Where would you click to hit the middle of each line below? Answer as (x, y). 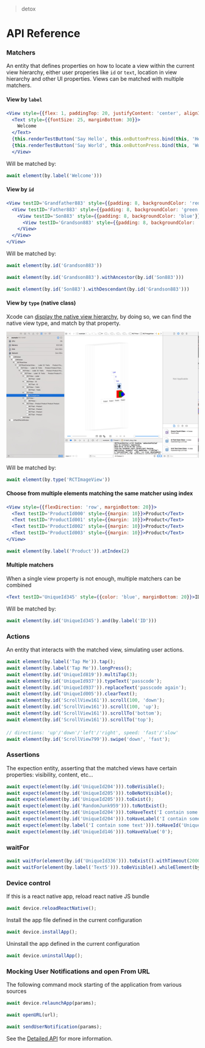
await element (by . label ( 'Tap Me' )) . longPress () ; (69, 668)
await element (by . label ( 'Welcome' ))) (54, 176)
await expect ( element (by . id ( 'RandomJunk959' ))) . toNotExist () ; (87, 806)
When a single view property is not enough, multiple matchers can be (94, 579)
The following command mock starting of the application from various (94, 985)
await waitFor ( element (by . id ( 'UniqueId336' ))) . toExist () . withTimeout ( (98, 861)
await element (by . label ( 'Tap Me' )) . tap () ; (61, 662)
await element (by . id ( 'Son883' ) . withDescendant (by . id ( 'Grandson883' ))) (98, 289)
